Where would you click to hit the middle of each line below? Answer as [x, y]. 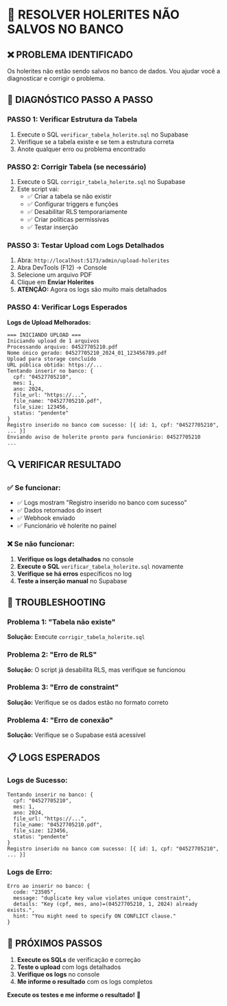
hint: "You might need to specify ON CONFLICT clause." [95, 916]
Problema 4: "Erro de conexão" [60, 720]
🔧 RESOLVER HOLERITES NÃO [93, 15]
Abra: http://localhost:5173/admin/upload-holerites [93, 260]
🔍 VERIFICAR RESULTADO [64, 464]
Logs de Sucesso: [37, 780]
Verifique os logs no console [58, 974]
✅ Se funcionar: [34, 487]
